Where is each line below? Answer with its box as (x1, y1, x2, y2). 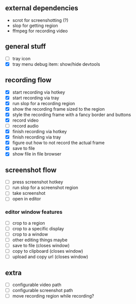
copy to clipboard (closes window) (12, 248, 83, 254)
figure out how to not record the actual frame (12, 140, 105, 146)
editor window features (5, 209, 63, 216)
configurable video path (12, 282, 62, 288)
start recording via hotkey (12, 89, 66, 95)
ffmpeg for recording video (12, 27, 68, 34)
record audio (12, 123, 39, 129)
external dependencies (5, 4, 78, 12)
